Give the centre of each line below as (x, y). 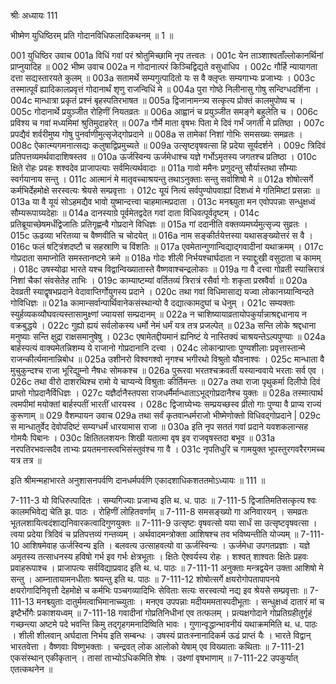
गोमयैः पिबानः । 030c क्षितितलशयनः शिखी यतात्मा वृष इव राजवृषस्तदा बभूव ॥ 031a (143, 438)
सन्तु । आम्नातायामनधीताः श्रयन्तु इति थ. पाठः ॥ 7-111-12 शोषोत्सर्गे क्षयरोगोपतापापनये (145, 579)
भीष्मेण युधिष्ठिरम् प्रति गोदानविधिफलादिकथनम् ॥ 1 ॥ (92, 35)
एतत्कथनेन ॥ (31, 669)
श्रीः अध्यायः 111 (34, 15)
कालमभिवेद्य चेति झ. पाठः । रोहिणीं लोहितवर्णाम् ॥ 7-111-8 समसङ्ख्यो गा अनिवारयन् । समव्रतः (159, 511)
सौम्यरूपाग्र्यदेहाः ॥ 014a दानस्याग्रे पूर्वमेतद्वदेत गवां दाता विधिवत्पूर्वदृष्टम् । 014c (135, 213)
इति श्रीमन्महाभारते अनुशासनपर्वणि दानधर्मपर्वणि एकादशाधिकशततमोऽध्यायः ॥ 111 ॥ (138, 480)
